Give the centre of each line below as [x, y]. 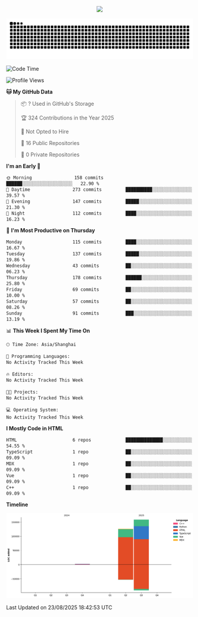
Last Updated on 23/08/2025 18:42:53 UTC [59, 607]
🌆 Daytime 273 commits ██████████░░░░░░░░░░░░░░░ [99, 190]
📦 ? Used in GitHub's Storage [58, 103]
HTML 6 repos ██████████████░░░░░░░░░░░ [99, 440]
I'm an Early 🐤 [23, 166]
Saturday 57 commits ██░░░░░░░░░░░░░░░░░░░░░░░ [99, 301]
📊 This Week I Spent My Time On [48, 330]
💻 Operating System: [33, 410]
